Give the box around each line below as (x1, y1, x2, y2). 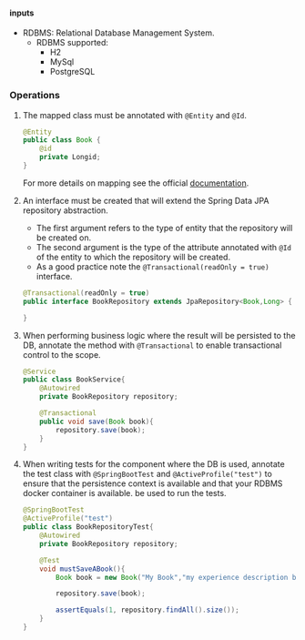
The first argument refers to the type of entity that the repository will (36, 222, 293, 233)
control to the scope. (22, 349, 102, 360)
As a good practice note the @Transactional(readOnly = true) (36, 260, 270, 272)
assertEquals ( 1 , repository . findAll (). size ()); (56, 605, 239, 615)
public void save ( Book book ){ (39, 417, 154, 426)
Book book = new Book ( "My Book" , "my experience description (56, 573, 289, 582)
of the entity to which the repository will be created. (36, 251, 230, 262)
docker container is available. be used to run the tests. (22, 488, 227, 499)
